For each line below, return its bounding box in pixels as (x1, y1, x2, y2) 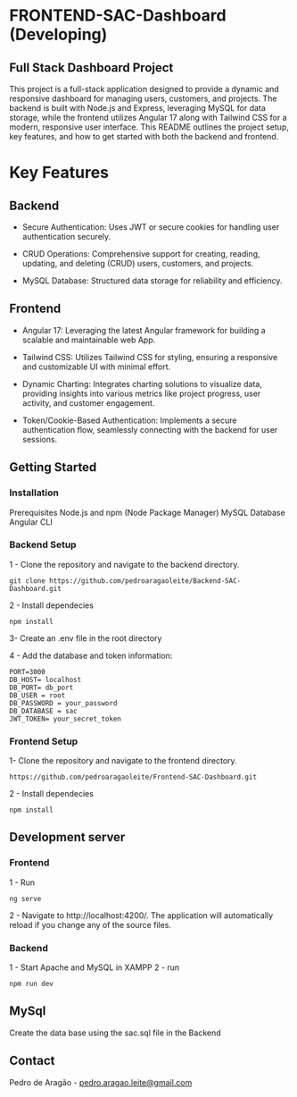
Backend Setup (9, 538, 78, 551)
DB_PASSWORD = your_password (9, 698, 118, 707)
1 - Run (9, 877, 36, 888)
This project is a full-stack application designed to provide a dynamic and (9, 84, 279, 94)
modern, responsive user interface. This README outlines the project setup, (9, 122, 290, 132)
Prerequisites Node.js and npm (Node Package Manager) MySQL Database (9, 507, 285, 518)
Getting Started (9, 460, 97, 475)
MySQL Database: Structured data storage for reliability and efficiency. (21, 275, 283, 286)
